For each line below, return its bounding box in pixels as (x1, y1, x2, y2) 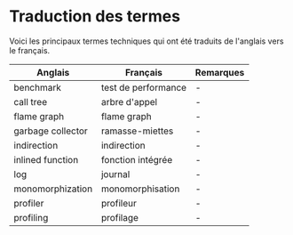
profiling (13, 211, 49, 223)
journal (100, 167, 131, 180)
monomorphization (13, 182, 93, 195)
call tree (13, 95, 47, 108)
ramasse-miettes (100, 125, 174, 137)
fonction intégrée (100, 153, 173, 166)
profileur (100, 197, 138, 209)
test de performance (100, 81, 187, 93)
